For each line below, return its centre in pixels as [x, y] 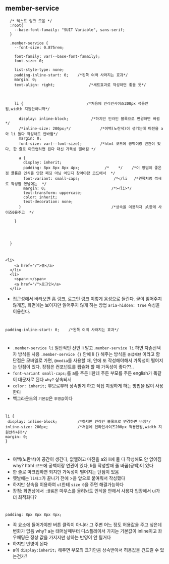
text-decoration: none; [48, 202]
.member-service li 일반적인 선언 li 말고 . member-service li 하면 [78, 348]
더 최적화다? [24, 497]
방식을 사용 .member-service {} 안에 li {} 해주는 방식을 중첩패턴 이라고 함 [89, 354]
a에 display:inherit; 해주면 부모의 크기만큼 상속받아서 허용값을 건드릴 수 [86, 550]
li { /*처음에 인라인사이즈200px [75, 103]
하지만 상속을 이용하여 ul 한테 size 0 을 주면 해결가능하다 [68, 484]
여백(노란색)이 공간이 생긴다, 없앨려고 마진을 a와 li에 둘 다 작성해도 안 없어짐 [87, 459]
